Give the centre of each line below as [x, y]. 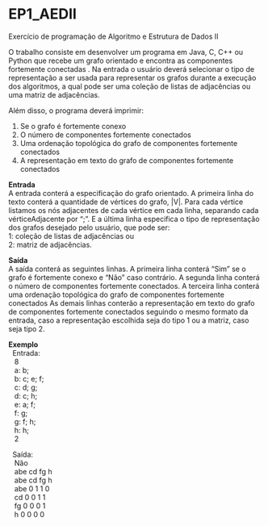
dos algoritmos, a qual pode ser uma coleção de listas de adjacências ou [130, 86]
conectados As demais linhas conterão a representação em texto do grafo [132, 303]
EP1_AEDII [42, 14]
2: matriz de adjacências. [50, 244]
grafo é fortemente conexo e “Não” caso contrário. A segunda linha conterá [134, 277]
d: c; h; [26, 395]
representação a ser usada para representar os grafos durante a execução [132, 77]
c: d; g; [26, 387]
